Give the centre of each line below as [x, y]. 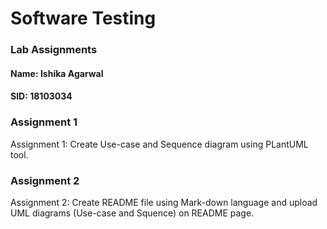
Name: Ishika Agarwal [57, 73]
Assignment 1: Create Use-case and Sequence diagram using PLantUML [159, 144]
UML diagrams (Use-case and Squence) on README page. [132, 213]
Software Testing [83, 18]
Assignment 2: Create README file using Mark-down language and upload [164, 202]
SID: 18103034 [41, 96]
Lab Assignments [54, 50]
